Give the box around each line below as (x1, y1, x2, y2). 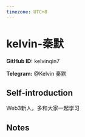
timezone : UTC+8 (6, 8, 47, 15)
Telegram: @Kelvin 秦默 (6, 70, 67, 77)
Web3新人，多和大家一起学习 (6, 104, 80, 112)
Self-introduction (6, 87, 73, 98)
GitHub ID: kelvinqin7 (6, 57, 60, 64)
